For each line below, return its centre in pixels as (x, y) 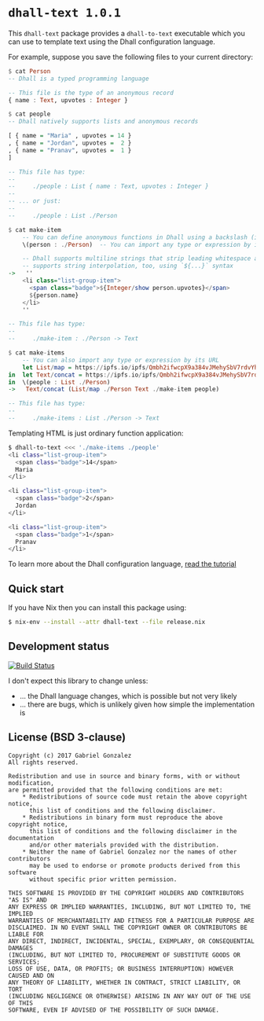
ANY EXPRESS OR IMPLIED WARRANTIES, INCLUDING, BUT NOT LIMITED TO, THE (130, 907)
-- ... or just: (35, 201)
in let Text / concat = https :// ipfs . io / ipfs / (84, 375)
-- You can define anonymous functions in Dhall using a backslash (135, 237)
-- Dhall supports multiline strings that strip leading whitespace (137, 259)
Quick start (36, 588)
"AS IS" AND (27, 900)
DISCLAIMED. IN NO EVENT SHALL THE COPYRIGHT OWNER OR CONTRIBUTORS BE (128, 927)
